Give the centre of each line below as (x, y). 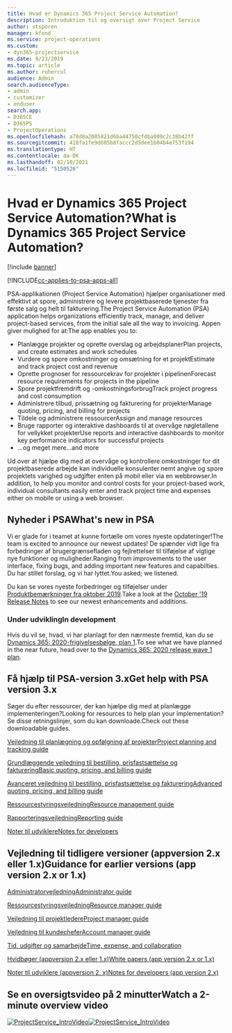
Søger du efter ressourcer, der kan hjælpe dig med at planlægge (99, 706)
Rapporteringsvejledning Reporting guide (65, 818)
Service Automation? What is (92, 218)
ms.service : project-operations (54, 40)
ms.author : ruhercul (37, 72)
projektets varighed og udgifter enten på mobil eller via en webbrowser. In (112, 475)
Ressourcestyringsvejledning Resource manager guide (84, 905)
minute (23, 1005)
